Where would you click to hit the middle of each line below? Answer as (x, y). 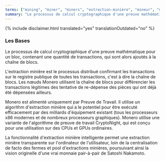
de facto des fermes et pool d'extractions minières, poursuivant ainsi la (77, 148)
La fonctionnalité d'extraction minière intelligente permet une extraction (77, 137)
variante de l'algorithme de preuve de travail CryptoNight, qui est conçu (78, 123)
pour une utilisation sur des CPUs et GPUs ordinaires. (59, 128)
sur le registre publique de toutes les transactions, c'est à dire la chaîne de (81, 77)
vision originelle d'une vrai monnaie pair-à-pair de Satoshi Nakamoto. (75, 153)
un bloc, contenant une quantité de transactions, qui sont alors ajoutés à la (81, 56)
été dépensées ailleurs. (29, 92)
